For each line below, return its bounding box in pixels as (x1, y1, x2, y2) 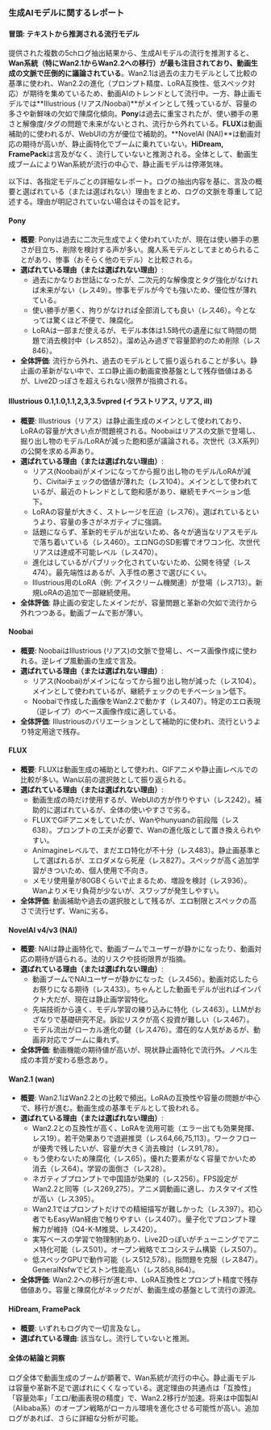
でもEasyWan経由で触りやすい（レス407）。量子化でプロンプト (39, 1214, 249, 1224)
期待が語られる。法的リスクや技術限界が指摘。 (34, 954, 190, 964)
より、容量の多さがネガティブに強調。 (39, 517, 166, 526)
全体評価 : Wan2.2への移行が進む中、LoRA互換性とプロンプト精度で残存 (19, 1275, 258, 1284)
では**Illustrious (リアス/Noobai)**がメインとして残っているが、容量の (22, 99, 257, 108)
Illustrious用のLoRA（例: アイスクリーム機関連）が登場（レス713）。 (31, 577, 256, 587)
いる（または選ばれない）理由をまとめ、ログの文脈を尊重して (50, 187, 256, 196)
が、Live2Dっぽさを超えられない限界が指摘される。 (19, 376, 192, 386)
